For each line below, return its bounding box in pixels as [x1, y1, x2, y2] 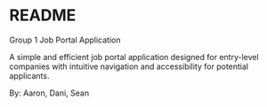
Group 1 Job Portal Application [9, 34, 121, 45]
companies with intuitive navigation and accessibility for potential [9, 61, 249, 72]
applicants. [9, 70, 50, 80]
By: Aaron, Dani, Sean [9, 88, 90, 98]
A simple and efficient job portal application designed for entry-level [9, 51, 260, 62]
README [9, 5, 77, 26]
